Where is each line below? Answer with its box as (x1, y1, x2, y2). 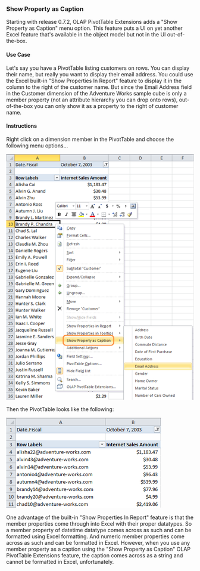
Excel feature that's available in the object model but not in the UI (6, 31, 166, 38)
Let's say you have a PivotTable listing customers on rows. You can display (6, 64, 190, 72)
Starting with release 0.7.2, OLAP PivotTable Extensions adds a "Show (6, 18, 177, 26)
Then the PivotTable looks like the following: (6, 405, 114, 413)
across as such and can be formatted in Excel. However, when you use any (6, 539, 190, 546)
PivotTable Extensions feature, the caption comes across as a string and (6, 551, 183, 559)
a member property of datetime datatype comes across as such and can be (6, 526, 192, 533)
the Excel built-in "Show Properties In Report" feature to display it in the (6, 77, 182, 84)
